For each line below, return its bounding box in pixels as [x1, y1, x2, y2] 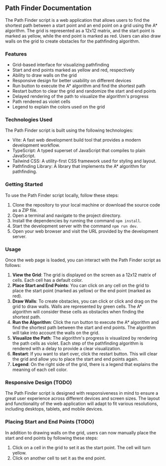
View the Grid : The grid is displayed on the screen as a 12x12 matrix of [12, 272, 157, 278]
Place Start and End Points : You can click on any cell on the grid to [12, 282, 149, 288]
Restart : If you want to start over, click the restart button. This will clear [12, 351, 158, 357]
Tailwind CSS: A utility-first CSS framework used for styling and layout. [12, 158, 157, 164]
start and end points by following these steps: [5, 435, 98, 441]
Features [5, 51, 27, 57]
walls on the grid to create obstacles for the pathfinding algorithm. [5, 38, 140, 44]
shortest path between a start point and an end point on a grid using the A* [5, 22, 158, 28]
